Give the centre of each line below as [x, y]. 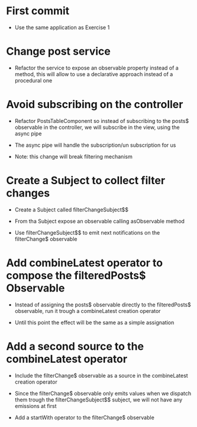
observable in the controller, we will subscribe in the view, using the [97, 127]
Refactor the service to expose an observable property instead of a [96, 68]
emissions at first [35, 406]
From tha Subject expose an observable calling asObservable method [100, 221]
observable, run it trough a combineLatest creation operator [88, 311]
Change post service [58, 51]
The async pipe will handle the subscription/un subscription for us [95, 145]
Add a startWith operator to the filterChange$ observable [85, 417]
